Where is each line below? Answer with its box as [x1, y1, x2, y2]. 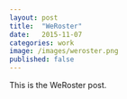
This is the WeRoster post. [9, 80, 107, 90]
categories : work [9, 38, 75, 48]
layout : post [9, 13, 59, 22]
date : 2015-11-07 [9, 30, 83, 39]
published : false [9, 55, 75, 64]
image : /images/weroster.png [9, 47, 119, 56]
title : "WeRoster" [9, 22, 83, 31]
